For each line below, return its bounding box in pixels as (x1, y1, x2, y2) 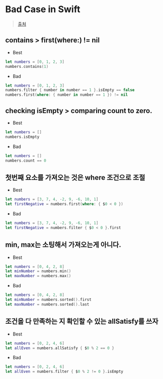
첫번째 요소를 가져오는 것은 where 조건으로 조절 (5, 173, 145, 182)
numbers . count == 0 (5, 158, 47, 163)
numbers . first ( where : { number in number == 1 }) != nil (5, 92, 128, 97)
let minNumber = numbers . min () (5, 269, 71, 274)
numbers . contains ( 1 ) (5, 64, 49, 69)
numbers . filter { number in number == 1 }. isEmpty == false (5, 88, 135, 93)
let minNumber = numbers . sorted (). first (5, 297, 92, 302)
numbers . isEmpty (5, 134, 39, 139)
